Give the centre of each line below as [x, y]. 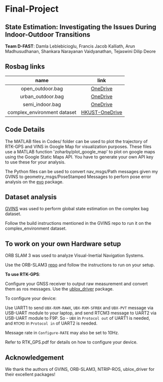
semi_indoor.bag [42, 104]
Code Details [25, 130]
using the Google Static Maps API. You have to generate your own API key [79, 157]
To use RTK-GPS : [23, 274]
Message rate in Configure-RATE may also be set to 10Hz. [62, 333]
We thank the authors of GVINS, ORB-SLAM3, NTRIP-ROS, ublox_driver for [80, 369]
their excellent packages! [30, 374]
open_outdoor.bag [42, 89]
